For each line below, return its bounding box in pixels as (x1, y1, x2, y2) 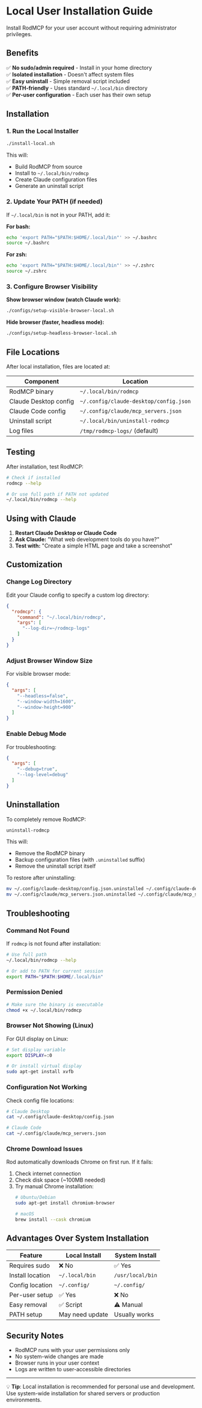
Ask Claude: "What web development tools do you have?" (14, 536, 160, 543)
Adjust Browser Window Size (6, 656, 93, 665)
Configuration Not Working (6, 1083, 87, 1091)
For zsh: (6, 251, 27, 258)
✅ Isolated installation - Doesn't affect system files (6, 70, 134, 78)
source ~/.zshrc (6, 268, 47, 275)
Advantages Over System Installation (6, 1233, 149, 1244)
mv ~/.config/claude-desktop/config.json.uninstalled (6, 886, 144, 892)
